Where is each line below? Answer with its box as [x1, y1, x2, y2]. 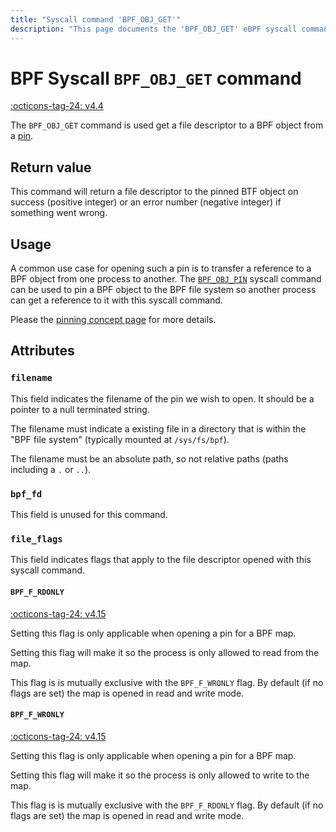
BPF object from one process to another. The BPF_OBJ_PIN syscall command [10, 273, 322, 285]
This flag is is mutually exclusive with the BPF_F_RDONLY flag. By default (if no [10, 799, 324, 811]
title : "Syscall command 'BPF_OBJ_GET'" [10, 14, 182, 25]
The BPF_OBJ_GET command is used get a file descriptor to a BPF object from [10, 119, 324, 131]
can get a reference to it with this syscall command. [10, 294, 223, 306]
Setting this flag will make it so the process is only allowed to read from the [10, 646, 320, 658]
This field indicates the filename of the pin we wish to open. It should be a [10, 392, 315, 405]
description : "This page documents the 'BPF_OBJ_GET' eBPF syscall [10, 24, 298, 34]
